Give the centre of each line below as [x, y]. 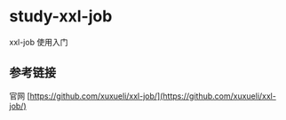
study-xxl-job [61, 16]
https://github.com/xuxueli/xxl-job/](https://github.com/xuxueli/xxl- [153, 96]
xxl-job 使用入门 [39, 42]
